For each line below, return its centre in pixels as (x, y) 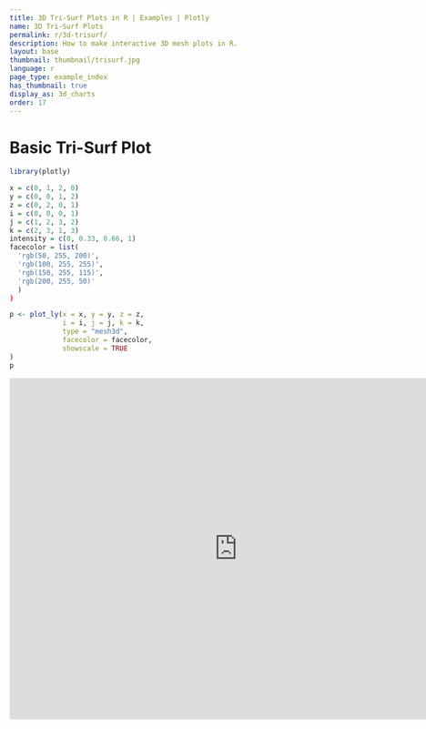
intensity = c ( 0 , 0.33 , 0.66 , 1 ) (73, 239)
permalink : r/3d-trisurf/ (58, 35)
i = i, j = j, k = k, (103, 323)
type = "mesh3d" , (95, 332)
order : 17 (28, 102)
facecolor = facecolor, (107, 340)
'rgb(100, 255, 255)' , (61, 265)
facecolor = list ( (44, 248)
